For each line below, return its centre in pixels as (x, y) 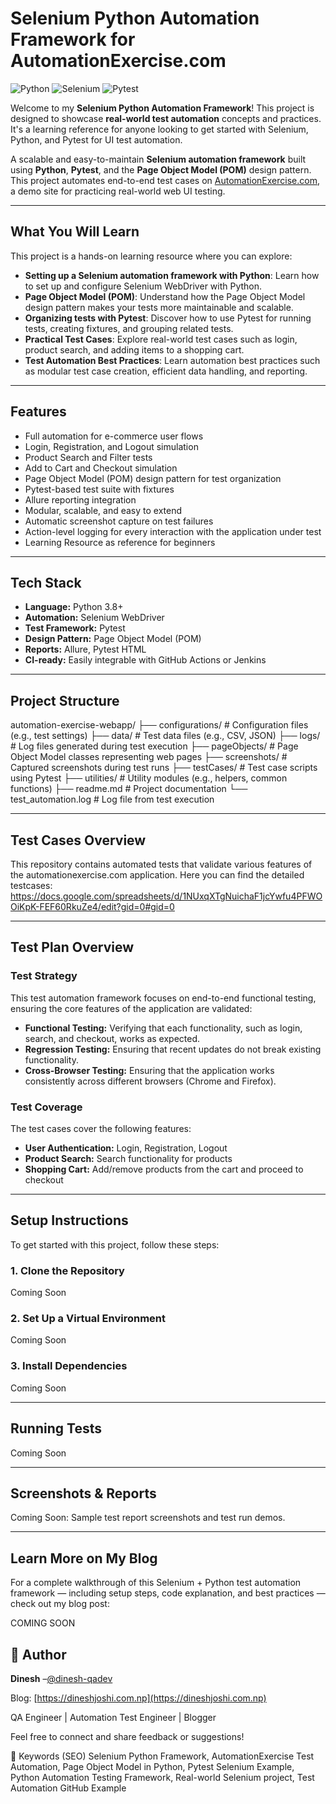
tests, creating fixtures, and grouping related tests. (129, 328)
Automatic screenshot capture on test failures (119, 521)
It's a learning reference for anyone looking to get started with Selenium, (159, 129)
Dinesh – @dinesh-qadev (61, 1678)
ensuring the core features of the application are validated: (131, 1008)
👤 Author (38, 1654)
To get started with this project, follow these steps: (115, 1244)
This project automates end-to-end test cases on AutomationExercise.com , (165, 180)
